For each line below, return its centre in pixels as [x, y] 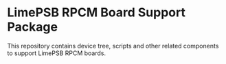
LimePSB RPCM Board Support [96, 13]
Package [33, 27]
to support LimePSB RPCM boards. [57, 53]
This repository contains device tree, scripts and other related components [113, 46]
